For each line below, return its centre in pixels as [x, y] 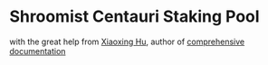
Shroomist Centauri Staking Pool [134, 17]
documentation [38, 51]
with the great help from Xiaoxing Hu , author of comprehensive [127, 42]
